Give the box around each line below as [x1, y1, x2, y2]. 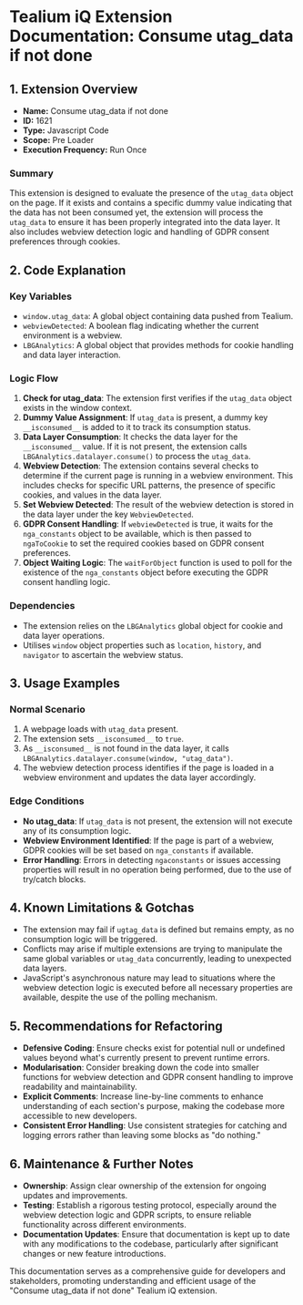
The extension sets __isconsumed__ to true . [22, 734, 185, 745]
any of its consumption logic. [22, 825, 132, 836]
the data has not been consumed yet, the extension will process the [9, 207, 264, 218]
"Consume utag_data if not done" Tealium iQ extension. [9, 1285, 217, 1296]
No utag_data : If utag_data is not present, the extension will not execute [22, 816, 293, 827]
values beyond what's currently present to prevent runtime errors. [22, 1053, 270, 1064]
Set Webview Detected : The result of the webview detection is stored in [22, 499, 294, 510]
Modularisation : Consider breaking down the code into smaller [22, 1062, 259, 1073]
